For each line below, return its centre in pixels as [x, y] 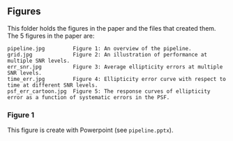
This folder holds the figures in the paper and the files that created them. [112, 28]
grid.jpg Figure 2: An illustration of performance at [107, 54]
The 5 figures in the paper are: [51, 36]
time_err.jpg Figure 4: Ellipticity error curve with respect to [117, 79]
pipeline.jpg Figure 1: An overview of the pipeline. [99, 48]
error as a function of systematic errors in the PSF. [89, 97]
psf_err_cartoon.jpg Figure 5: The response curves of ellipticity [109, 91]
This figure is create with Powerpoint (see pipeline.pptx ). [90, 130]
